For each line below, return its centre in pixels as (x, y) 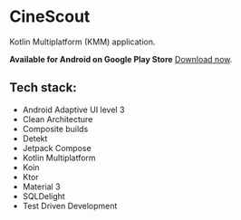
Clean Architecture (58, 119)
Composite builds (55, 129)
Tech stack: (43, 88)
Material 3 (41, 187)
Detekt (35, 139)
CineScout (50, 17)
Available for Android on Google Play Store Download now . (121, 59)
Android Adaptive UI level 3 (73, 110)
